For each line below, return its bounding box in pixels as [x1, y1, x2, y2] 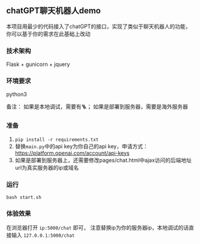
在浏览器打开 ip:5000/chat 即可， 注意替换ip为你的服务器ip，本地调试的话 [6, 224, 189, 231]
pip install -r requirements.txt [14, 137, 99, 143]
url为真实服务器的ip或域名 [14, 164, 79, 171]
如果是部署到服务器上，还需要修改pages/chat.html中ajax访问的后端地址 [14, 156, 192, 164]
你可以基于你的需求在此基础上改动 [6, 30, 91, 37]
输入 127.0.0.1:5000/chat [11, 231, 75, 239]
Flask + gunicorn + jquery [6, 61, 70, 68]
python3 [6, 91, 27, 98]
